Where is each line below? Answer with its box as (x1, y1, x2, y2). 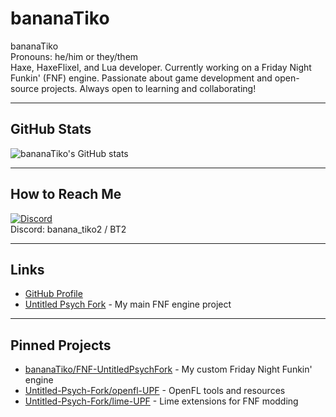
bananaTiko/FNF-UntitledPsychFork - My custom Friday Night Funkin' (24, 363, 313, 376)
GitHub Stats (10, 121, 92, 138)
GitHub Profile (24, 288, 83, 300)
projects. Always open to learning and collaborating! (41, 82, 257, 94)
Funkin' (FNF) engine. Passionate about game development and (10, 72, 273, 84)
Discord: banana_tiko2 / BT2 (10, 223, 127, 235)
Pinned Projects (10, 337, 112, 354)
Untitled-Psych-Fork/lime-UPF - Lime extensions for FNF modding (24, 395, 299, 407)
